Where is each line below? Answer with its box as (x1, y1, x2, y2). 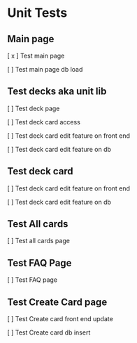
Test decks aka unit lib (7, 86, 107, 98)
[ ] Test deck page (7, 104, 60, 112)
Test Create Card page (7, 296, 108, 308)
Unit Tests (7, 5, 68, 21)
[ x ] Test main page (7, 51, 65, 60)
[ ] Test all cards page (7, 237, 70, 245)
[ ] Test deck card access (7, 117, 80, 126)
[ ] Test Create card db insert (7, 328, 91, 337)
